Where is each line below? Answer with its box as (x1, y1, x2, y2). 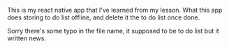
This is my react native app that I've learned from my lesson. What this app (7, 6, 223, 14)
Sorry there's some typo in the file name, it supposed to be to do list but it (7, 27, 219, 35)
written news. (7, 34, 47, 42)
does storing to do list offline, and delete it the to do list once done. (7, 13, 200, 22)
